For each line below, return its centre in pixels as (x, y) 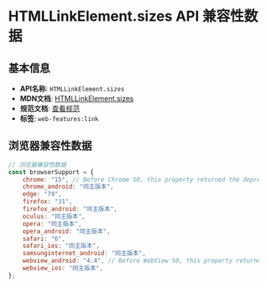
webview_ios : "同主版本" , (63, 268)
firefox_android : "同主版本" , (70, 209)
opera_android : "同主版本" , (67, 231)
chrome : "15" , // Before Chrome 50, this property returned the (131, 180)
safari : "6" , (44, 239)
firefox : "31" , (48, 202)
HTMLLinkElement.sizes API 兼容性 (126, 16)
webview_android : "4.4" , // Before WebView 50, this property (128, 261)
